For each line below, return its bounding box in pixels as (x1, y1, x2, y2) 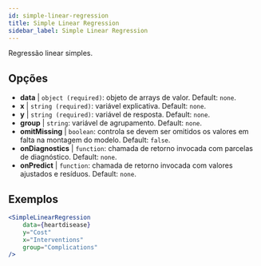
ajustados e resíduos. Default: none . (19, 169, 137, 179)
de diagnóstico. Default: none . (19, 153, 117, 162)
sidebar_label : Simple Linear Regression (8, 26, 148, 34)
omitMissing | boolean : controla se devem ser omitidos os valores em (19, 127, 249, 137)
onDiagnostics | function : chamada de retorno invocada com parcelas (19, 144, 254, 153)
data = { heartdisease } (22, 220, 91, 228)
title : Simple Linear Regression (8, 19, 120, 27)
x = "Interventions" (22, 236, 84, 244)
